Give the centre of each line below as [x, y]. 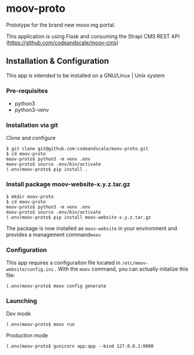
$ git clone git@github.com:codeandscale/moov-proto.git [77, 149]
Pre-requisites [27, 90]
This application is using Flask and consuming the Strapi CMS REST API [93, 36]
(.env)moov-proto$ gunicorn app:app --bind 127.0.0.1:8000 [80, 346]
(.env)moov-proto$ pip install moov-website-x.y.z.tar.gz [78, 217]
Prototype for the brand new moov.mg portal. [61, 25]
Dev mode [19, 314]
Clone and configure [31, 138]
